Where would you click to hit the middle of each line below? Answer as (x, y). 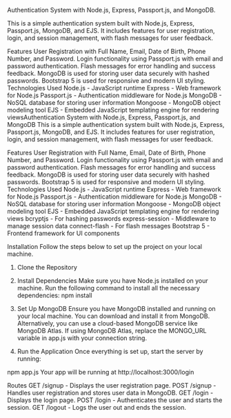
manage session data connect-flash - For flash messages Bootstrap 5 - (109, 226)
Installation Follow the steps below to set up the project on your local (104, 247)
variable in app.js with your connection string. (82, 338)
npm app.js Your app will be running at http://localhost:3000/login (101, 372)
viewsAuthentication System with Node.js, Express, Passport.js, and (104, 117)
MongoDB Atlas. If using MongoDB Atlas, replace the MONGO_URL (112, 331)
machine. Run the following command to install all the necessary (108, 288)
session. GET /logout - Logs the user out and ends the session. (97, 407)
